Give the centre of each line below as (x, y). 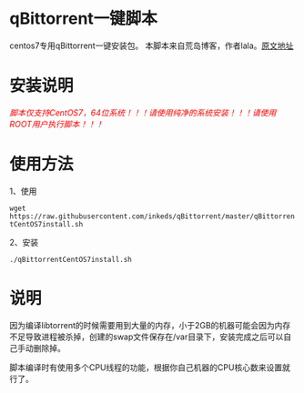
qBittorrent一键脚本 (83, 19)
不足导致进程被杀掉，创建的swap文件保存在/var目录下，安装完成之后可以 (147, 337)
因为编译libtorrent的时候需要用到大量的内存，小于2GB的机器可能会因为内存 (150, 325)
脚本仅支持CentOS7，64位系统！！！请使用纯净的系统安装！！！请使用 (143, 112)
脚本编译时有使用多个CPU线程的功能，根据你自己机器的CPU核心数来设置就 (150, 367)
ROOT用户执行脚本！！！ (57, 124)
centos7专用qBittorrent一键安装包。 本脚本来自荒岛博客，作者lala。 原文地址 (152, 45)
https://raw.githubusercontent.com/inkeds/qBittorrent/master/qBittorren (152, 216)
